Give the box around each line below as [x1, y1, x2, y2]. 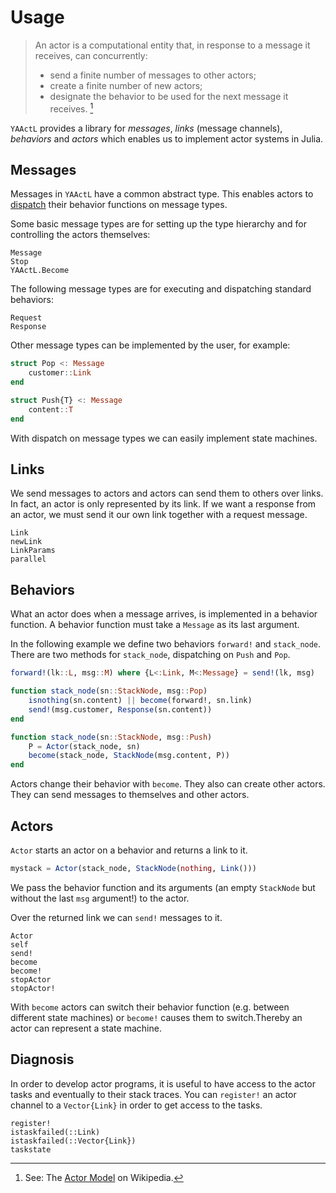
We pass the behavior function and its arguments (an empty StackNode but [10, 881, 316, 893]
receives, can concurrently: [34, 49, 148, 61]
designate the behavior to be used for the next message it [49, 90, 289, 102]
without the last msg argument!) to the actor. [10, 892, 190, 904]
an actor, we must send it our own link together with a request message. [10, 509, 308, 521]
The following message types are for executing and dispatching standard [10, 283, 312, 295]
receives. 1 [49, 101, 94, 115]
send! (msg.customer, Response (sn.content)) [28, 704, 213, 715]
